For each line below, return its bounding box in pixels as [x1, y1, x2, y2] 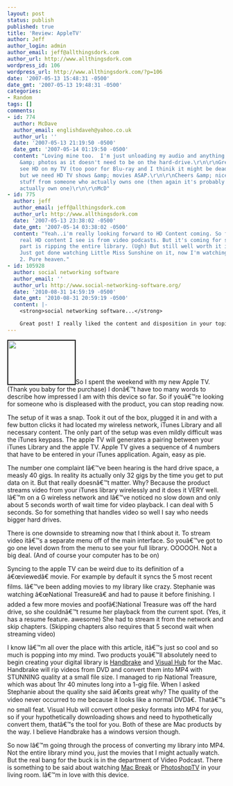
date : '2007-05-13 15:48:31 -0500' [7, 74, 110, 82]
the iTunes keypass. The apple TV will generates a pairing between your [7, 435, 214, 444]
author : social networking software [13, 268, 119, 275]
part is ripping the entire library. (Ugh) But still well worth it [19, 243, 222, 250]
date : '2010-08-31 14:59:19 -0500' [13, 288, 116, 296]
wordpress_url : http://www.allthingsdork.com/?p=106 [7, 68, 163, 75]
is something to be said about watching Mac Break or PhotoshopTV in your [7, 763, 221, 771]
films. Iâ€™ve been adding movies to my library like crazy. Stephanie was [7, 582, 216, 591]
